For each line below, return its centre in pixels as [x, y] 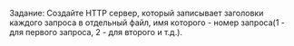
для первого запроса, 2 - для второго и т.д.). [96, 32]
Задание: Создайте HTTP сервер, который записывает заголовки [137, 13]
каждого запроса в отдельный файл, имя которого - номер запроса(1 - [147, 23]
